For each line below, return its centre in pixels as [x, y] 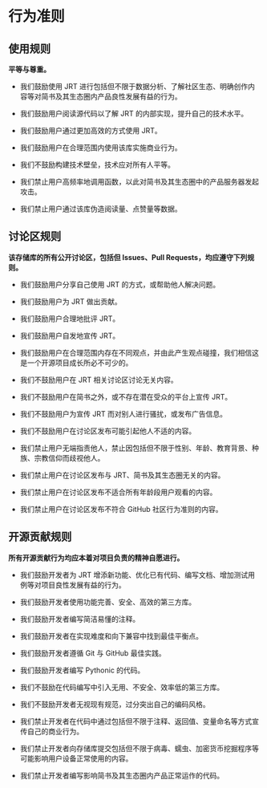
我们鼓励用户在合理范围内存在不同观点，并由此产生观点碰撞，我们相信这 [139, 352]
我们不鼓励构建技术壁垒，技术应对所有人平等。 [97, 165]
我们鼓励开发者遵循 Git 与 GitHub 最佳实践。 [93, 653]
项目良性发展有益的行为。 [83, 585]
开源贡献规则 [40, 537]
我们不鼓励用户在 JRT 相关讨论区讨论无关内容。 [99, 380]
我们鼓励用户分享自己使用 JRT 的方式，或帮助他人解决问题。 [120, 284]
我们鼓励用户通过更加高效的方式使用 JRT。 [91, 130]
